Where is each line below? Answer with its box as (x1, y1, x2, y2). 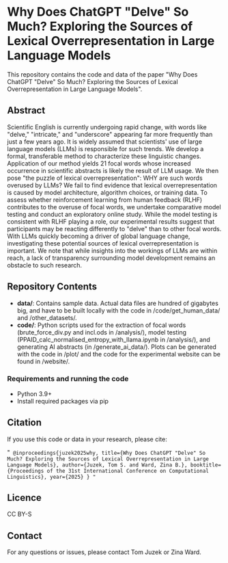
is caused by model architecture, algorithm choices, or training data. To (7, 188, 208, 196)
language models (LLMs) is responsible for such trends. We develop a (7, 144, 204, 153)
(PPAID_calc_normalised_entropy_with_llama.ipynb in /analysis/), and (16, 335, 210, 343)
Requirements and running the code (7, 374, 129, 384)
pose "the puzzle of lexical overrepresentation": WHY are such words (7, 174, 203, 182)
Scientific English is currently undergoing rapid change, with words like (7, 122, 207, 131)
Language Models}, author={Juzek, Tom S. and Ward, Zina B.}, (7, 461, 188, 469)
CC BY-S (7, 510, 32, 519)
